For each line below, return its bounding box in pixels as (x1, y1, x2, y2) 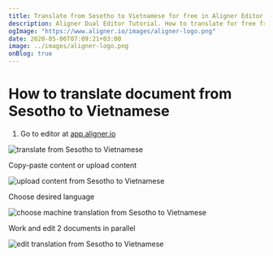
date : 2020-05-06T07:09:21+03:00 (8, 34, 122, 43)
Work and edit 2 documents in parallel (8, 223, 136, 232)
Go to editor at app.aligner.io (19, 128, 116, 138)
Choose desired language (8, 192, 95, 202)
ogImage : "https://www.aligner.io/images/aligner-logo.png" (8, 27, 217, 35)
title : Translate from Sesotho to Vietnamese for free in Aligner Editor (8, 11, 264, 20)
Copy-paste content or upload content (8, 160, 137, 170)
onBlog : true (8, 50, 53, 58)
